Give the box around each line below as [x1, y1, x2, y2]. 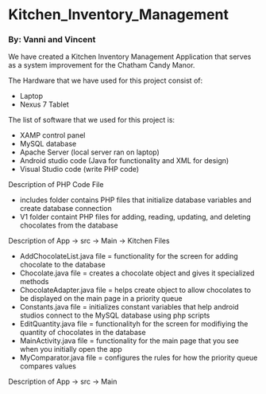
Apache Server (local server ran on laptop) [19, 147, 160, 157]
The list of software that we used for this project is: [8, 115, 175, 125]
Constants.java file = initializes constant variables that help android [19, 302, 240, 312]
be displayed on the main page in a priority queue [19, 294, 183, 303]
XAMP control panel [19, 131, 86, 140]
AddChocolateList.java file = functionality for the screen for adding [19, 252, 238, 261]
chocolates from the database [19, 220, 118, 230]
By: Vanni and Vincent [8, 34, 96, 45]
